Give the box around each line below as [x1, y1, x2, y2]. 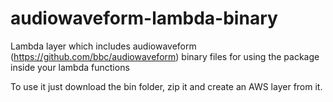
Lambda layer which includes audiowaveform [10, 40, 197, 52]
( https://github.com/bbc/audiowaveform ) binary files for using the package [10, 50, 320, 62]
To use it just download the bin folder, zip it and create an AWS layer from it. [10, 80, 323, 92]
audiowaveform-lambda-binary [10, 7, 278, 30]
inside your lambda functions [10, 61, 130, 73]
